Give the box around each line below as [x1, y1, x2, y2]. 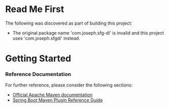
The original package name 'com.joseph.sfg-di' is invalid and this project [12, 30, 164, 36]
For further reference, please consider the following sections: [5, 82, 133, 88]
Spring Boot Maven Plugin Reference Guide [12, 97, 103, 103]
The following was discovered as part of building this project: [5, 20, 133, 26]
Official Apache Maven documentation [12, 92, 93, 98]
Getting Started [5, 53, 72, 64]
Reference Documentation [5, 71, 72, 78]
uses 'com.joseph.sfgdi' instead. [12, 35, 80, 41]
